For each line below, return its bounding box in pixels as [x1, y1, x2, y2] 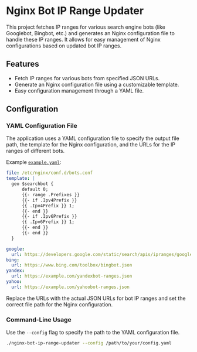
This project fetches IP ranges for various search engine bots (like [6, 23, 165, 30]
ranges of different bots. [6, 148, 65, 155]
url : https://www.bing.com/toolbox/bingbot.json [11, 262, 133, 268]
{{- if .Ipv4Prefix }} [21, 197, 77, 203]
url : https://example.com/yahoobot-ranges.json [11, 284, 130, 290]
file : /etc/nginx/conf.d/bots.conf [6, 170, 93, 176]
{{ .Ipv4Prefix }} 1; [21, 203, 75, 209]
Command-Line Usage [6, 315, 72, 323]
